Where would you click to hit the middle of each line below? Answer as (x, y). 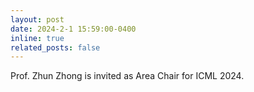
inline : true (37, 38)
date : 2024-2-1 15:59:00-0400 (73, 29)
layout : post (37, 19)
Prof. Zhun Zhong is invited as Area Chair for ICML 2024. (127, 76)
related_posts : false (55, 47)
